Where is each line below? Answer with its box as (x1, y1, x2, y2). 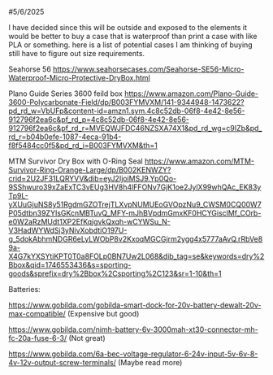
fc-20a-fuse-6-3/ (8, 334, 67, 342)
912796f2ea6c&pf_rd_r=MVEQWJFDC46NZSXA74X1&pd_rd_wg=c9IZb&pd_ (8, 124, 262, 133)
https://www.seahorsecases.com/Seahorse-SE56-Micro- (52, 64, 245, 74)
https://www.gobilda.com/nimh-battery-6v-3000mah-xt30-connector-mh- (8, 325, 258, 334)
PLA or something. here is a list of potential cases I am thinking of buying (8, 40, 253, 50)
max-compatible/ (8, 309, 67, 318)
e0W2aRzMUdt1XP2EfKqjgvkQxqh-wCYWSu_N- (8, 217, 171, 226)
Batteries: (8, 285, 41, 294)
